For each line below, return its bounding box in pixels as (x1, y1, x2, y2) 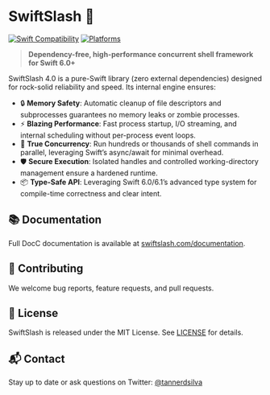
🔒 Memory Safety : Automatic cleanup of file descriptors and (19, 98, 222, 108)
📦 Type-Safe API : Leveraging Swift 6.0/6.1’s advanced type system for (19, 177, 257, 187)
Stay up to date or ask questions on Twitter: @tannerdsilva (8, 377, 203, 387)
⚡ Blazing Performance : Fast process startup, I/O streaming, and (19, 118, 237, 128)
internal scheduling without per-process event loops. (19, 130, 196, 140)
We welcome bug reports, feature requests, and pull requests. (8, 283, 214, 293)
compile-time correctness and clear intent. (19, 188, 163, 198)
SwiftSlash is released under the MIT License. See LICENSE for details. (8, 327, 243, 337)
